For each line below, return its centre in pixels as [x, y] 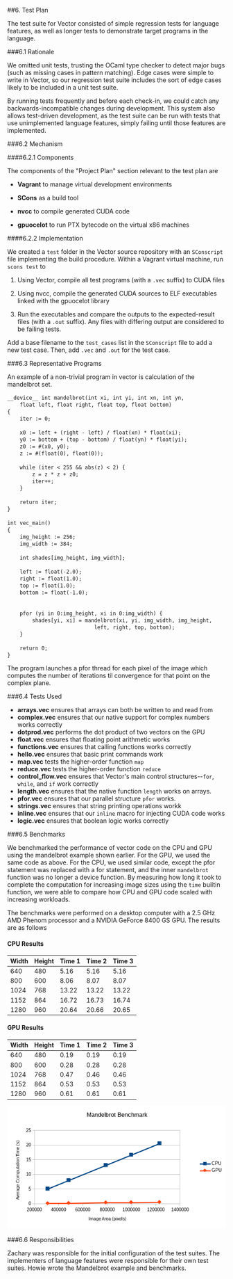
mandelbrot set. [30, 384]
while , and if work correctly [58, 784]
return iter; [38, 502]
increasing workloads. [39, 899]
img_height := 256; [48, 537]
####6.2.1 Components [41, 157]
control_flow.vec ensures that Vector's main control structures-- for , [115, 776]
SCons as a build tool [48, 198]
